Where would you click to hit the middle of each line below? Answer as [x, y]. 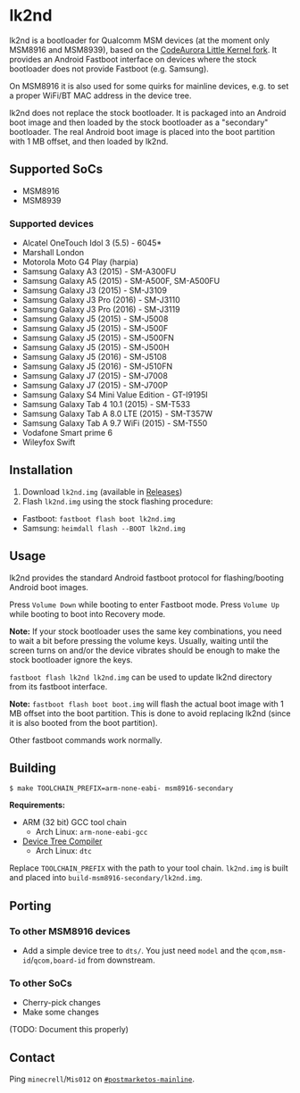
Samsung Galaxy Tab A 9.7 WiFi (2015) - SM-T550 [115, 423]
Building [33, 768]
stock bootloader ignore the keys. [71, 659]
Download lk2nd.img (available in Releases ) [102, 491]
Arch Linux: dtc [63, 851]
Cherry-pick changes [61, 1003]
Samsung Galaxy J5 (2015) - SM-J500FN [98, 338]
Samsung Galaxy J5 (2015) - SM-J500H [96, 347]
